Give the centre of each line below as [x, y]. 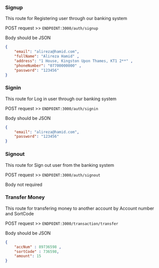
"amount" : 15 [28, 256]
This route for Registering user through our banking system [66, 19]
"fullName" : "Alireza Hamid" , [47, 57]
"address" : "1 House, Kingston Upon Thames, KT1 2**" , [74, 61]
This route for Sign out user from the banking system [60, 165]
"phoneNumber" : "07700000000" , [48, 66]
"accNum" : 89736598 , [38, 247]
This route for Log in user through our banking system [61, 99]
